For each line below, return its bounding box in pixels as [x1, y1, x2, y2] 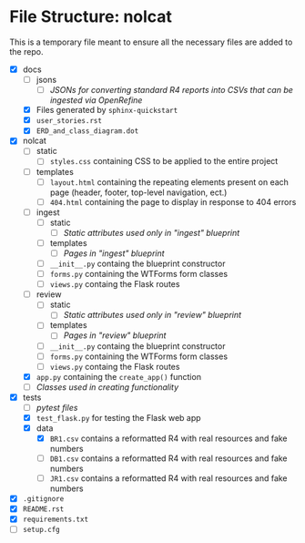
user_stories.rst [36, 117, 103, 126]
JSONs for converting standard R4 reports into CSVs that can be [49, 85, 294, 96]
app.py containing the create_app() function [36, 371, 202, 382]
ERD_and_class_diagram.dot [36, 127, 139, 136]
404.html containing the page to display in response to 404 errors [49, 196, 297, 207]
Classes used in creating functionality [36, 381, 179, 393]
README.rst [22, 505, 65, 514]
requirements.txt [22, 515, 89, 525]
